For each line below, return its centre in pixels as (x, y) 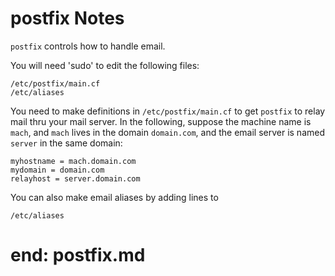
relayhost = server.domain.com (75, 178)
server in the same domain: (66, 143)
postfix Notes (67, 18)
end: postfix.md (78, 255)
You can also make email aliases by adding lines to (114, 197)
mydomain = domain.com (57, 170)
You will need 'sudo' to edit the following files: (105, 65)
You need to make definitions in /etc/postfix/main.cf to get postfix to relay (168, 111)
